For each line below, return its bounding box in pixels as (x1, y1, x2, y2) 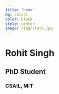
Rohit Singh (5, 47, 54, 59)
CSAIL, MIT (5, 82, 34, 89)
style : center (5, 21, 35, 26)
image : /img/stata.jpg (5, 26, 53, 31)
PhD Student (5, 67, 46, 75)
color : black (5, 16, 33, 21)
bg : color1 (5, 12, 28, 17)
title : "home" (5, 7, 35, 12)
